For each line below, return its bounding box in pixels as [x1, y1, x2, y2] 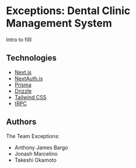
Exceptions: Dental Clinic [6, 4, 131, 18]
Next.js [14, 69, 32, 76]
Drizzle [14, 87, 32, 95]
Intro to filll [6, 36, 32, 43]
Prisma [14, 81, 32, 88]
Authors [6, 117, 37, 127]
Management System [6, 16, 113, 30]
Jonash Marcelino [14, 150, 58, 157]
